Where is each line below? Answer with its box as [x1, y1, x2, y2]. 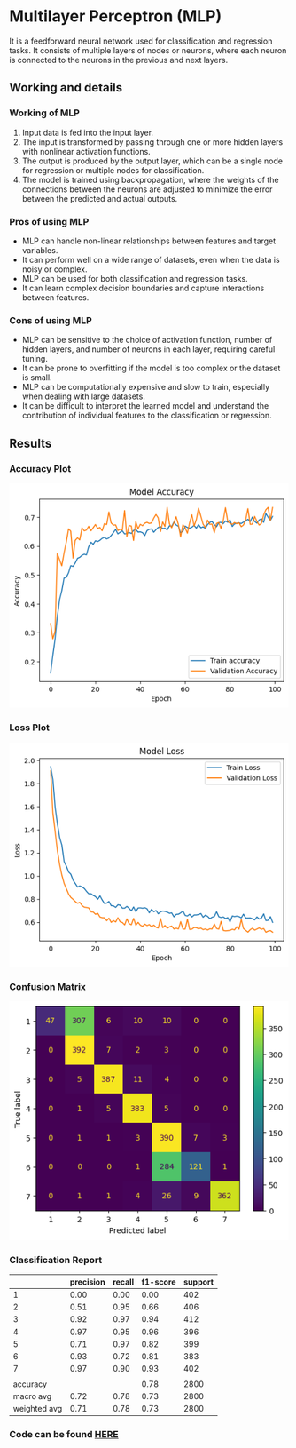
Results [9, 435, 52, 450]
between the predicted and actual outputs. [21, 193, 178, 203]
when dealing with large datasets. [21, 391, 146, 402]
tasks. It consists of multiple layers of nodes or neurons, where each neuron [9, 44, 287, 55]
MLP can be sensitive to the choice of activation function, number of [21, 335, 273, 346]
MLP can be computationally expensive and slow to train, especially [21, 382, 270, 393]
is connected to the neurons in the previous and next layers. [9, 54, 229, 65]
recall [112, 1277, 135, 1287]
